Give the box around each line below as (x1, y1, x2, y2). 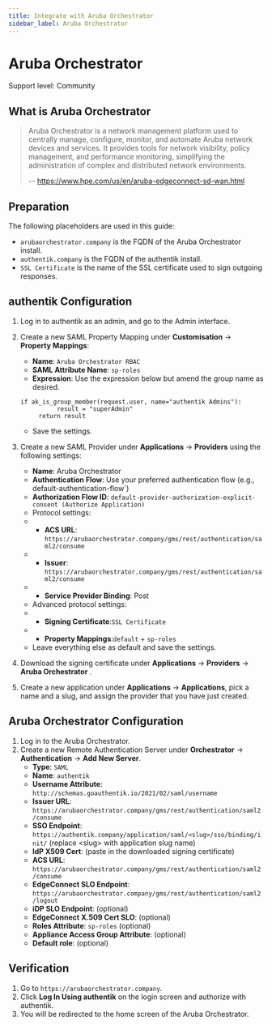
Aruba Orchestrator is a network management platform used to (28, 126, 239, 136)
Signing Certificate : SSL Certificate (44, 617, 166, 626)
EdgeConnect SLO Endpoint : (32, 879, 130, 889)
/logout (32, 896, 58, 904)
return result (38, 412, 87, 420)
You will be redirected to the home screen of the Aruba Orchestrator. (19, 1009, 249, 1019)
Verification (8, 962, 70, 976)
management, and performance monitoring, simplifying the (28, 152, 225, 162)
